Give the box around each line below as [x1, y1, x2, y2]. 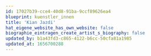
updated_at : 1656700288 [5, 41, 64, 47]
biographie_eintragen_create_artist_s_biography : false [5, 30, 145, 36]
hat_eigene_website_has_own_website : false [5, 24, 114, 31]
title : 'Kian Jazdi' [5, 19, 56, 25]
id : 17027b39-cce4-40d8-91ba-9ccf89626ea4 [5, 8, 111, 15]
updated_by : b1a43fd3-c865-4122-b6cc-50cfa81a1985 [5, 36, 132, 41]
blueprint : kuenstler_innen [5, 14, 75, 20]
